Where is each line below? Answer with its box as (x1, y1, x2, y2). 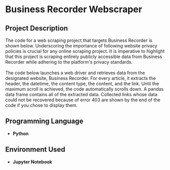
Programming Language (5, 117, 84, 126)
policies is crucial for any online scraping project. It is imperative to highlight (5, 48, 165, 54)
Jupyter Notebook (12, 159, 52, 165)
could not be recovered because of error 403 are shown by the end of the (5, 97, 160, 103)
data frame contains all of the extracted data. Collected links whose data (5, 92, 158, 97)
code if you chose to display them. (5, 102, 78, 108)
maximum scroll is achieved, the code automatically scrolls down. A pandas (5, 86, 164, 92)
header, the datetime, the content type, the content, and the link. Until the (5, 80, 159, 87)
